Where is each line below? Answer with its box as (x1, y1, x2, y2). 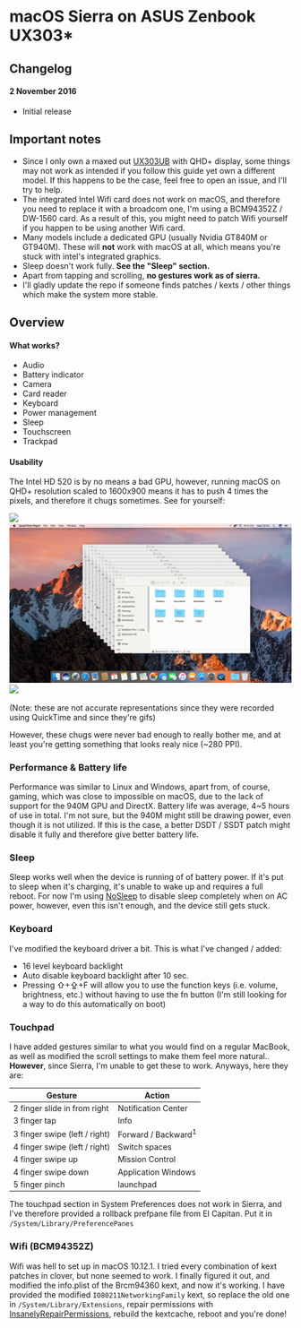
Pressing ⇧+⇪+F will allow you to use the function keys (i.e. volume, (21, 979, 279, 990)
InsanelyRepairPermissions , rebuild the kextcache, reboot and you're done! (9, 1308, 287, 1319)
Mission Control (117, 1154, 176, 1165)
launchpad (117, 1178, 158, 1189)
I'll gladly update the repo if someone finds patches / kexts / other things (21, 280, 291, 290)
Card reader (21, 388, 67, 400)
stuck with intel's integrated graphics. (21, 251, 161, 262)
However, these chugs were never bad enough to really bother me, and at (9, 729, 281, 740)
